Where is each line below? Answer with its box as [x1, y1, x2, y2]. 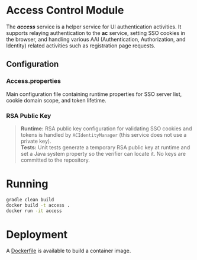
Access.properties [6, 77, 61, 85]
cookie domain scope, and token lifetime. [6, 97, 106, 104]
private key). [20, 137, 51, 145]
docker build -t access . [6, 202, 70, 208]
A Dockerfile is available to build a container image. [6, 247, 131, 255]
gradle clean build [6, 197, 54, 203]
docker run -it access [6, 208, 62, 214]
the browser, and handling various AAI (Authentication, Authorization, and [6, 36, 186, 43]
